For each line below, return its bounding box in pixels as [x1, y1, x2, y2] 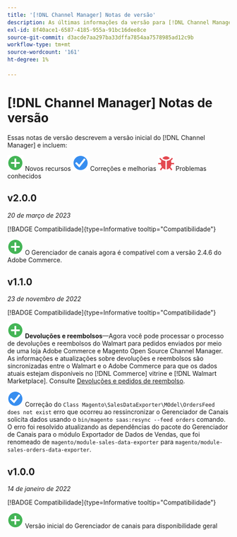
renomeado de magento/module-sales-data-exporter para [7, 438, 174, 447]
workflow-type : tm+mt [7, 41, 71, 49]
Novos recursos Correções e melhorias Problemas [24, 164, 207, 172]
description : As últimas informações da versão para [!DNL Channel [7, 18, 210, 26]
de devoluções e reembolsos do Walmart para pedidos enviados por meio [7, 339, 222, 348]
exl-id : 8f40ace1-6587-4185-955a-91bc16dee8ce [7, 26, 147, 33]
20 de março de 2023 [7, 211, 71, 219]
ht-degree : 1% [7, 57, 49, 64]
